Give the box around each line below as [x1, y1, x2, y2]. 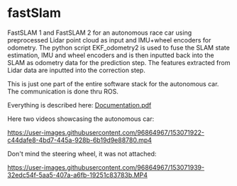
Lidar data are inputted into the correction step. [7, 66, 145, 74]
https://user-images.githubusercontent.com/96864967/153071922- [7, 128, 204, 136]
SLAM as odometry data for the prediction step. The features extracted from [7, 58, 231, 66]
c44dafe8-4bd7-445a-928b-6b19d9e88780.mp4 [7, 136, 153, 144]
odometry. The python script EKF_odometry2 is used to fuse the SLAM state [7, 43, 231, 52]
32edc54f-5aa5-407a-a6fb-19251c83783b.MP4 [7, 170, 148, 179]
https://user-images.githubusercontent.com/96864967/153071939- [7, 163, 204, 171]
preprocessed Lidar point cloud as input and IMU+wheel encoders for [7, 35, 211, 44]
